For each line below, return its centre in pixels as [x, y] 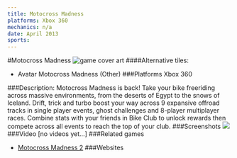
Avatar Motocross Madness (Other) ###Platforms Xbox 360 [105, 74]
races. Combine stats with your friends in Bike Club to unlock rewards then [117, 118]
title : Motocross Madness [45, 14]
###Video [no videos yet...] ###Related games [76, 134]
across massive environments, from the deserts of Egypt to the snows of [114, 96]
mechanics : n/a [30, 27]
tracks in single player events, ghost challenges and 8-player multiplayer [114, 111]
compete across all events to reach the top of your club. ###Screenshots [114, 126]
